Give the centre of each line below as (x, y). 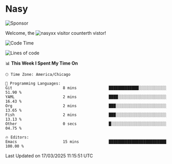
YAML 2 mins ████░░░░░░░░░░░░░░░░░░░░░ (86, 97)
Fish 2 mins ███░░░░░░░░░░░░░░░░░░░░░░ (86, 115)
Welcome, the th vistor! (56, 33)
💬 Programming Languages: (33, 83)
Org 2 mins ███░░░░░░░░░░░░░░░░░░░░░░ (86, 106)
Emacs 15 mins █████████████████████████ (86, 141)
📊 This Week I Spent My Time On (42, 63)
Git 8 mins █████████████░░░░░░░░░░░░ (86, 88)
